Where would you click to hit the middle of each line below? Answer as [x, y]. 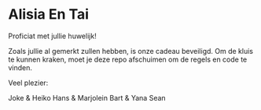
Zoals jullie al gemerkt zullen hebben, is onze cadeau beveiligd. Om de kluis [131, 51]
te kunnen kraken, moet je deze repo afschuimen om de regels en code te [128, 59]
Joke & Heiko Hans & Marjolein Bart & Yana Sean [87, 98]
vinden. [20, 67]
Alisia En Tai [48, 14]
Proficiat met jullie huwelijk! [52, 36]
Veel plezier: [28, 83]
